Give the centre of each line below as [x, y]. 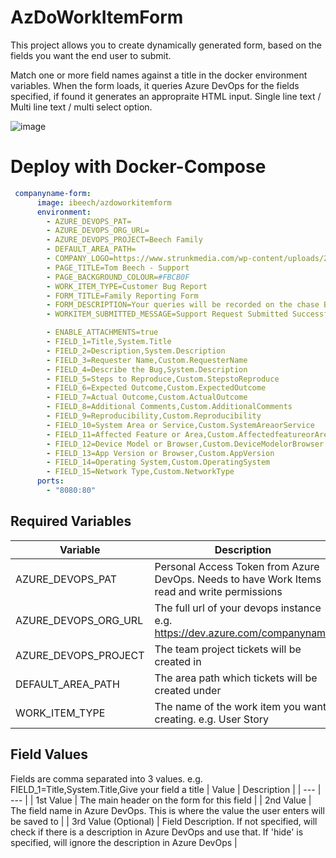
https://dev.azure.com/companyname [243, 633]
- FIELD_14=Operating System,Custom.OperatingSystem [158, 462]
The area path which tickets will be [236, 678]
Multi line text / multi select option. [81, 107]
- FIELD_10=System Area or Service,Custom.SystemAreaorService [180, 425]
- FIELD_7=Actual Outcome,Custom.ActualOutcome [147, 397]
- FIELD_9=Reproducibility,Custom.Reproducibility [154, 416]
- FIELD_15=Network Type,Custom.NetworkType [140, 472]
